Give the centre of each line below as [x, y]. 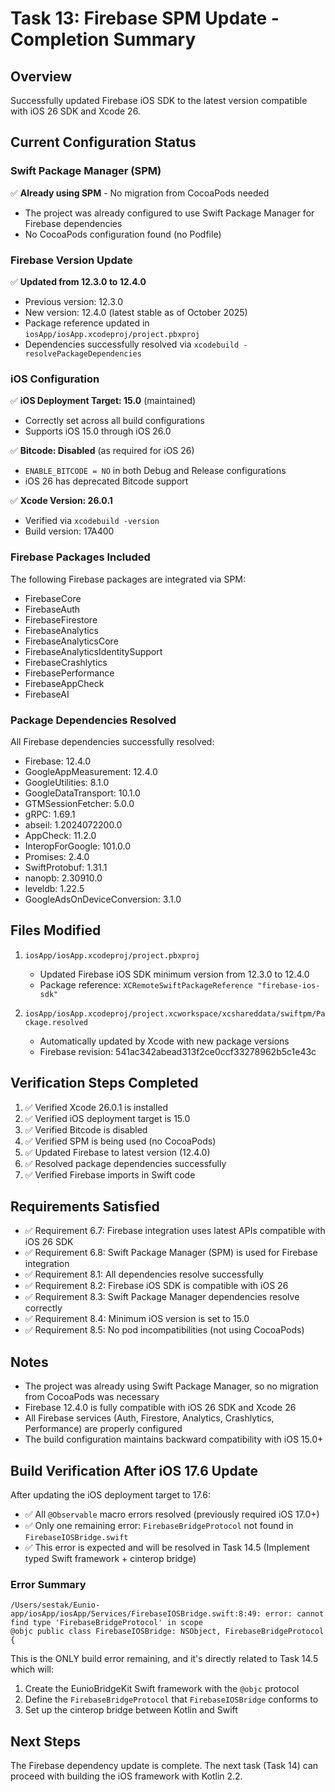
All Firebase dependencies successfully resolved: [112, 741]
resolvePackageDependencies [83, 353]
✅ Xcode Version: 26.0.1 [61, 501]
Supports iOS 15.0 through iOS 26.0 [98, 431]
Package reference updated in [87, 323]
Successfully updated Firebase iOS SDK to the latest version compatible [159, 100]
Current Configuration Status [103, 142]
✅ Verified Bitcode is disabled [86, 1129]
